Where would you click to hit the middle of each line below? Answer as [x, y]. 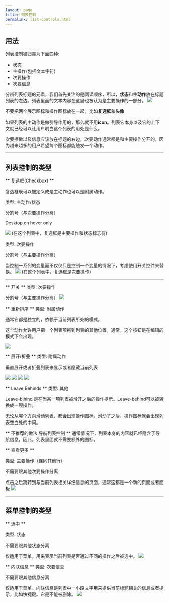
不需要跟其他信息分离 [27, 577]
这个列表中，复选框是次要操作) [59, 272]
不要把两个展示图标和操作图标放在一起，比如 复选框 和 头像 [65, 111]
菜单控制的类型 [28, 510]
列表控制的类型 [28, 168]
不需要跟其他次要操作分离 [32, 471]
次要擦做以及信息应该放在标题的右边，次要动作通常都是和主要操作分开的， [82, 139]
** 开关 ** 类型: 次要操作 [30, 287]
